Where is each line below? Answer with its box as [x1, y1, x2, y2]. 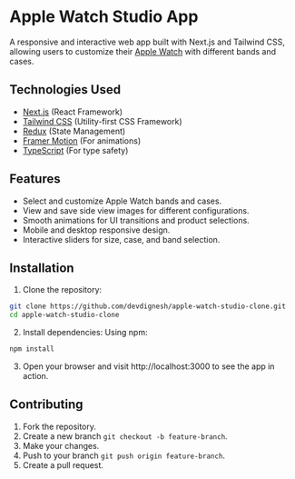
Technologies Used [9, 82, 121, 97]
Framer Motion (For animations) [22, 135, 142, 146]
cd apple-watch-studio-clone [9, 311, 120, 320]
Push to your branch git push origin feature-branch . [22, 450, 225, 461]
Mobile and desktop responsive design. [22, 225, 171, 235]
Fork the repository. [22, 421, 97, 432]
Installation [9, 260, 74, 275]
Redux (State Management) [22, 125, 126, 136]
